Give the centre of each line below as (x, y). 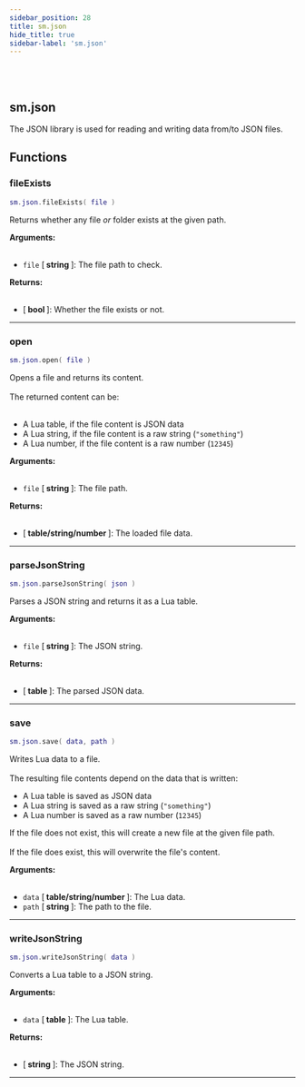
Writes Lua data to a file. (55, 759)
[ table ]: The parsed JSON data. (84, 690)
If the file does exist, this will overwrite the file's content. (115, 852)
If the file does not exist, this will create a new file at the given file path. (142, 833)
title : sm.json (38, 26)
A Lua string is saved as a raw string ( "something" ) (117, 805)
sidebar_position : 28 (50, 18)
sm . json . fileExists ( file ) (63, 202)
